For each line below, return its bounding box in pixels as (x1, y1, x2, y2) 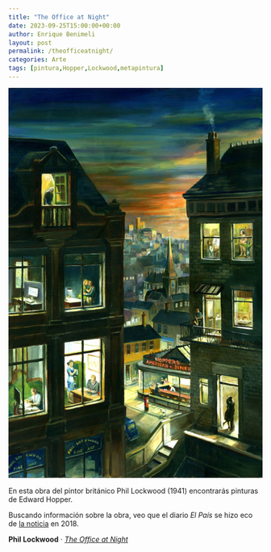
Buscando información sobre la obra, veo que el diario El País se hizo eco (8, 510, 253, 520)
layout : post (8, 39, 52, 47)
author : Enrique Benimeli (8, 30, 95, 38)
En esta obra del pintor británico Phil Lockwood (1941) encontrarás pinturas (8, 486, 259, 496)
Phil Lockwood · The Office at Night (8, 534, 129, 545)
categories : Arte (8, 56, 67, 64)
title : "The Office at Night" (8, 13, 110, 21)
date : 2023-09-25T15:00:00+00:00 (8, 21, 121, 30)
